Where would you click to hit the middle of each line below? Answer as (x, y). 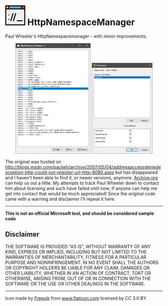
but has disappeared (136, 172)
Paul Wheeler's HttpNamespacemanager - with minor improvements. (76, 36)
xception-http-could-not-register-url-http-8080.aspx (60, 172)
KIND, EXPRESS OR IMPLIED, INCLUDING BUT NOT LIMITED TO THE (76, 252)
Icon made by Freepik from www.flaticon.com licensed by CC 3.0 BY (76, 298)
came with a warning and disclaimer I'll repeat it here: (60, 199)
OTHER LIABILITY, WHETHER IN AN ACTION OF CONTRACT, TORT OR (78, 273)
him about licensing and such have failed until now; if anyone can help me (81, 188)
